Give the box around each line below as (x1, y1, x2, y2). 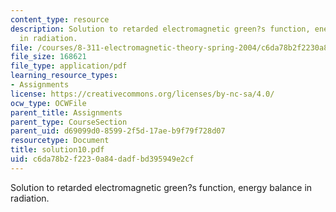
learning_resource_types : (10, 71, 118, 81)
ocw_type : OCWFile (10, 98, 87, 108)
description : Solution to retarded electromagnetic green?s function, (10, 24, 311, 34)
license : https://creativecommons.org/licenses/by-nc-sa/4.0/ (10, 89, 275, 99)
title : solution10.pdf (10, 145, 105, 155)
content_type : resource (10, 14, 110, 25)
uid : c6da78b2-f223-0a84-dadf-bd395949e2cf (10, 154, 195, 164)
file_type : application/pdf (10, 61, 128, 71)
